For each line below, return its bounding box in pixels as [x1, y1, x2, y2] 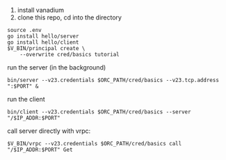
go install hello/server [7, 33, 79, 40]
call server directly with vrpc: [7, 127, 91, 135]
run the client [7, 95, 45, 103]
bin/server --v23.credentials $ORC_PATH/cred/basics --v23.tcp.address [7, 77, 219, 83]
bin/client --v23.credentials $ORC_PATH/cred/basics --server [7, 109, 191, 115]
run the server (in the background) [7, 63, 106, 72]
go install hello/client [7, 39, 79, 46]
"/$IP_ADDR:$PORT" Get [7, 146, 73, 153]
